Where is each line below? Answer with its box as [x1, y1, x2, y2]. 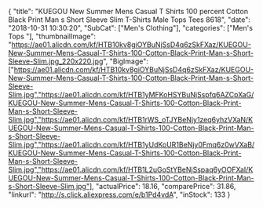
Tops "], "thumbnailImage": [8, 31, 97, 41]
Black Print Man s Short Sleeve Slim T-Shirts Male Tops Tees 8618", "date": [8, 15, 251, 24]
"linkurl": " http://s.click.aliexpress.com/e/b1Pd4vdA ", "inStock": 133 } [8, 190, 231, 199]
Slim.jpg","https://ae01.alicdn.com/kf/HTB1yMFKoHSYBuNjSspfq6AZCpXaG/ [8, 90, 254, 99]
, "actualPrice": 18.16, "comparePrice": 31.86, [91, 182, 236, 191]
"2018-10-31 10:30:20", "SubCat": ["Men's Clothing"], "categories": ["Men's [8, 24, 254, 32]
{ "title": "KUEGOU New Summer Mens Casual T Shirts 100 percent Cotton [8, 7, 249, 16]
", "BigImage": [103, 56, 149, 66]
